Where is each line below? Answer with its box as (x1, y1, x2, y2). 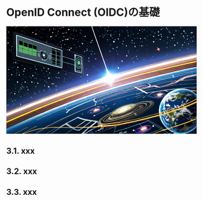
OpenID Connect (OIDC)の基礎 (6, 5, 160, 19)
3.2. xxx (6, 167, 37, 177)
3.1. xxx (6, 145, 35, 156)
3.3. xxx (6, 187, 37, 197)
